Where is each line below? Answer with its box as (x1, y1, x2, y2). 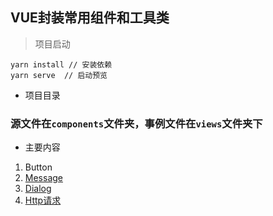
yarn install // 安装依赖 (10, 59, 113, 70)
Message (24, 172, 63, 184)
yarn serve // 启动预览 (10, 70, 108, 80)
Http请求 (24, 194, 62, 207)
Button (24, 161, 53, 173)
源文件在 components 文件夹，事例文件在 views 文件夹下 (10, 116, 263, 130)
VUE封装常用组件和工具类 (10, 9, 170, 27)
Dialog (24, 183, 52, 195)
